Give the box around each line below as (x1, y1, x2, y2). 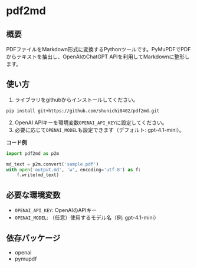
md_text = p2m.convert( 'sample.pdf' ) (6, 161, 99, 167)
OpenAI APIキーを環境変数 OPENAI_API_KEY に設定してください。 (14, 119, 168, 126)
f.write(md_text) (17, 172, 60, 178)
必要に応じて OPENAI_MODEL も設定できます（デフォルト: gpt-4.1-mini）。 (14, 126, 185, 133)
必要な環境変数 (6, 190, 61, 200)
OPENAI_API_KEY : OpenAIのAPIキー (14, 207, 97, 214)
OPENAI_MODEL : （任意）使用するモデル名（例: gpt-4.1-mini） (14, 214, 159, 221)
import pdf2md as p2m (6, 150, 60, 157)
